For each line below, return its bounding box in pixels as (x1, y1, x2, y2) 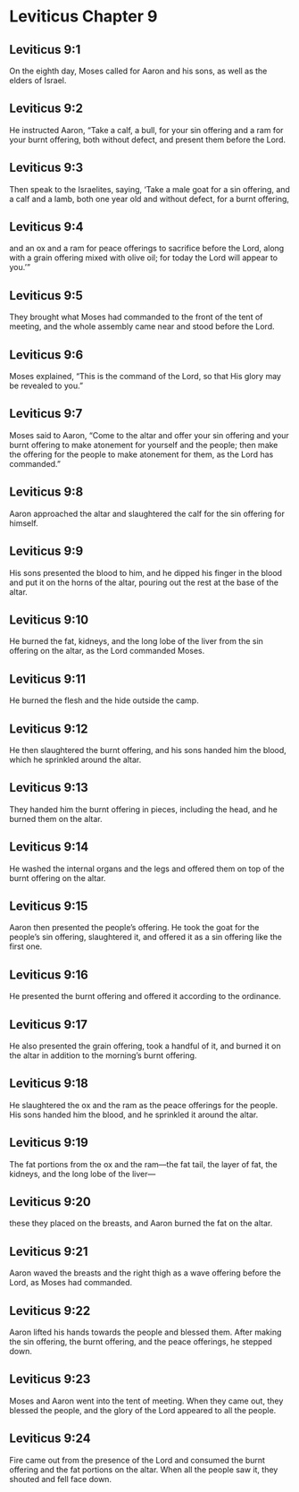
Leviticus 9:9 (9, 544, 84, 559)
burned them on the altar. (9, 813, 103, 824)
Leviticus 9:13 (9, 780, 89, 795)
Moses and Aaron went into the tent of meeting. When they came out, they (9, 1395, 284, 1406)
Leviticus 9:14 (9, 839, 89, 855)
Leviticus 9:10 (9, 612, 89, 627)
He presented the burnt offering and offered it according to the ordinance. (9, 991, 281, 1002)
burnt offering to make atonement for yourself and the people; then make (9, 439, 278, 450)
